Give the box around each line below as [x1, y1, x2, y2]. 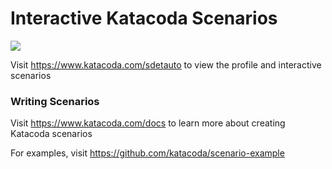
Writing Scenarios [10, 94, 100, 108]
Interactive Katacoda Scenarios [10, 7, 278, 30]
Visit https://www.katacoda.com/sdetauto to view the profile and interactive [10, 58, 322, 71]
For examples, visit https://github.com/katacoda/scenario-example [10, 147, 285, 159]
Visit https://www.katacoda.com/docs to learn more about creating [10, 117, 286, 129]
